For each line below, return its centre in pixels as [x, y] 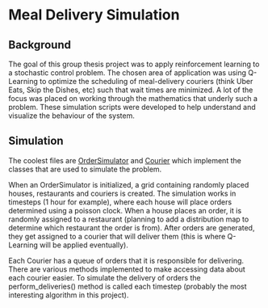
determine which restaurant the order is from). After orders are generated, [132, 227]
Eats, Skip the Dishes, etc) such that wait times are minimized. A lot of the [131, 90]
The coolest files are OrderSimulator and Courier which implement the [125, 160]
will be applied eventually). [84, 245]
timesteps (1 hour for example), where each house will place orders [120, 202]
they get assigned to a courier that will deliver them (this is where [117, 236]
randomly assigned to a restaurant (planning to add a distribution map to [129, 219]
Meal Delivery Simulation [94, 15]
